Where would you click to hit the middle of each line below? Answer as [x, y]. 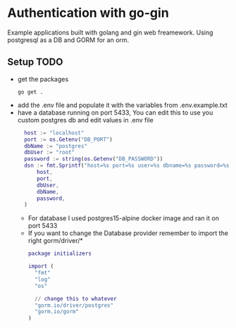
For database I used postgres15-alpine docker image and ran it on [124, 218]
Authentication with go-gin [88, 13]
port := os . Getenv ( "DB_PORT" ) [68, 139]
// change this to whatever [76, 298]
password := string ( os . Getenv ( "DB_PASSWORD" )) [94, 159]
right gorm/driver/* [55, 241]
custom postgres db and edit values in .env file [85, 120]
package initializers [60, 254]
